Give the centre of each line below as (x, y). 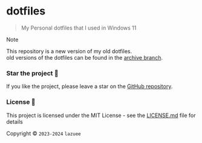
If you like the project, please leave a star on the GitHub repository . (90, 86)
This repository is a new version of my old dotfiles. (69, 51)
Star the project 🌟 (32, 73)
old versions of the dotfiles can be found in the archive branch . (85, 57)
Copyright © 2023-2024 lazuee (44, 133)
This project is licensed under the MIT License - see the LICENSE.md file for (101, 115)
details (15, 121)
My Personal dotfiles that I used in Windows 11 (79, 28)
